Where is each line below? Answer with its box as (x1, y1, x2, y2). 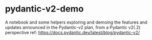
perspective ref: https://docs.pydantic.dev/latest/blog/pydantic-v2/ (5, 29, 140, 35)
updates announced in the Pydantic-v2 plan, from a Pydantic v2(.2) (5, 24, 141, 30)
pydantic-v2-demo (5, 3, 84, 14)
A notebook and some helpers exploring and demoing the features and (5, 19, 148, 25)
